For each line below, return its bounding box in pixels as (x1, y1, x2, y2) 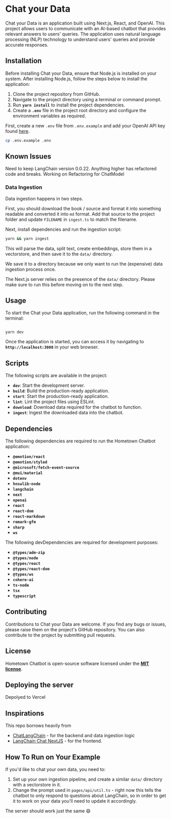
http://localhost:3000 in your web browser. (5, 344, 99, 350)
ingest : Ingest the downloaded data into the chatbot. (12, 410, 124, 416)
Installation (5, 57, 42, 65)
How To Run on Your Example (5, 752, 101, 761)
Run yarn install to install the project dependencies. (12, 102, 125, 108)
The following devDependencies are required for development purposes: (5, 539, 159, 545)
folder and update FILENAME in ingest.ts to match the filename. (5, 216, 138, 223)
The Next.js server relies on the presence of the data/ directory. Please (5, 276, 155, 282)
